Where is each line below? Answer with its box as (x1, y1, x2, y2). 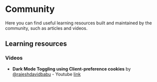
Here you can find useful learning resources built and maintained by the (5, 20, 153, 26)
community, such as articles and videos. (5, 25, 88, 31)
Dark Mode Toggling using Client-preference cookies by (12, 66, 131, 72)
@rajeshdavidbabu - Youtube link (12, 71, 81, 77)
